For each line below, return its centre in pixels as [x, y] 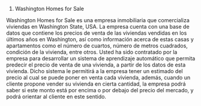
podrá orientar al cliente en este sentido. [56, 96]
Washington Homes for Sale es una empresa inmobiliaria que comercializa [98, 20]
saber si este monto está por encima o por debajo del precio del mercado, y [100, 90]
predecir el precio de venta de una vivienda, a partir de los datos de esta [96, 65]
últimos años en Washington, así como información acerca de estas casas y [100, 39]
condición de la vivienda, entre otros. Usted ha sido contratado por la [92, 52]
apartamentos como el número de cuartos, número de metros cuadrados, [97, 46]
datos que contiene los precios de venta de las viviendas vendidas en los [97, 33]
